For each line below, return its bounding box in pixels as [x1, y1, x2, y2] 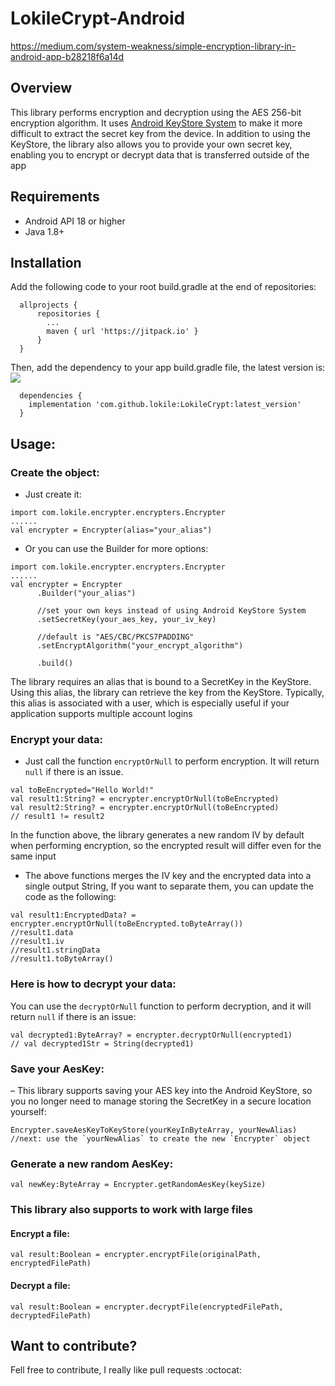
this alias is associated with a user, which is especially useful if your [10, 697, 290, 709]
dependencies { [19, 391, 83, 401]
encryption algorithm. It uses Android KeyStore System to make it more [10, 117, 303, 129]
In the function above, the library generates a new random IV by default [10, 829, 305, 841]
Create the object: [10, 465, 100, 479]
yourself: [10, 1105, 47, 1117]
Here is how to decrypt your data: [10, 977, 177, 991]
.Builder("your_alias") [36, 588, 137, 599]
